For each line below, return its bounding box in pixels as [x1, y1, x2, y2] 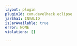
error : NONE [5, 25, 29, 30]
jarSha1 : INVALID [5, 16, 40, 21]
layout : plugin [5, 7, 36, 12]
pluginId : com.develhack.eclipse [5, 12, 73, 16]
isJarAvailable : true [5, 20, 49, 26]
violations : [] [5, 30, 36, 34]
